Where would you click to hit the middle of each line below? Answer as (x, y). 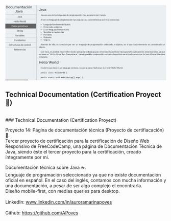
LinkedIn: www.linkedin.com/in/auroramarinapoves (59, 202)
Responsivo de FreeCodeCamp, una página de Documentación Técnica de (84, 146)
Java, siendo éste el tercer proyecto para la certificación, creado (73, 152)
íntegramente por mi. (27, 157)
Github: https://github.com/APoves (42, 213)
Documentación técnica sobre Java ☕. (46, 168)
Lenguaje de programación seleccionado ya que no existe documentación (83, 175)
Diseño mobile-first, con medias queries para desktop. (63, 191)
